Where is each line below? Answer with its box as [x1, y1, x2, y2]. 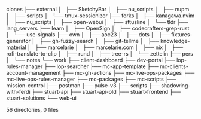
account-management [6, 69, 61, 76]
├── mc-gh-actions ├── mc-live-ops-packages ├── [62, 69, 195, 76]
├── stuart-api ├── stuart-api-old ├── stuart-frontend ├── [32, 89, 181, 95]
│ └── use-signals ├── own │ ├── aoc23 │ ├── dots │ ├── [6, 31, 170, 38]
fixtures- [171, 31, 193, 38]
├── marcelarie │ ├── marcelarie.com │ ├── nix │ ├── [35, 44, 184, 51]
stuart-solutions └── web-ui [6, 94, 77, 102]
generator [6, 38, 31, 44]
